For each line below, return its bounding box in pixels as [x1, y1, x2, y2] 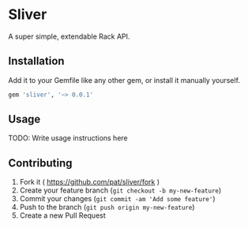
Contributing [8, 156, 73, 170]
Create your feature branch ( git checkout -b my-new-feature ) [19, 185, 222, 195]
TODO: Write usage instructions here [8, 133, 128, 143]
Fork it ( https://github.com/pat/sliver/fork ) [19, 178, 160, 187]
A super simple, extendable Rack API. [8, 32, 130, 41]
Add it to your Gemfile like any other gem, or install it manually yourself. [8, 75, 241, 84]
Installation [8, 54, 65, 68]
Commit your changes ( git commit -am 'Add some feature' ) [19, 194, 216, 204]
